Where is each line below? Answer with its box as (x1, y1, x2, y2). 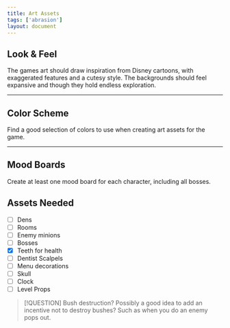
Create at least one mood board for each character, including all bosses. (7, 177, 211, 185)
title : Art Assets (7, 10, 60, 17)
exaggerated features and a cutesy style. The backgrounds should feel (7, 73, 207, 82)
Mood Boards (7, 159, 66, 171)
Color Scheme (7, 107, 69, 119)
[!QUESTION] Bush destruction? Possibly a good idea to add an (23, 299, 203, 307)
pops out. (23, 314, 51, 322)
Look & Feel (7, 48, 57, 60)
